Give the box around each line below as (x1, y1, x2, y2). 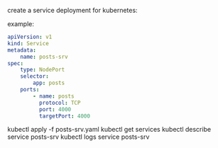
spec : (7, 59, 23, 67)
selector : (20, 73, 50, 80)
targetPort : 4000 (38, 113, 91, 120)
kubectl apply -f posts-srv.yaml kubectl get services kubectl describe (7, 125, 212, 134)
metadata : (7, 46, 37, 54)
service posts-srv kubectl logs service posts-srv (7, 132, 150, 141)
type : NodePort (20, 67, 65, 74)
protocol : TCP (38, 99, 81, 106)
